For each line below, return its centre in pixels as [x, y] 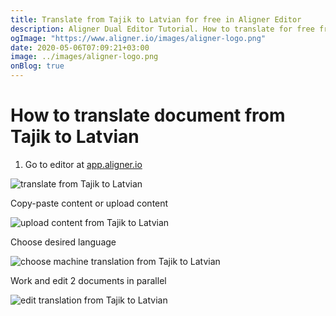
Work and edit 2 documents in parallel [88, 280]
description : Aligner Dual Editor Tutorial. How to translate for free [162, 29]
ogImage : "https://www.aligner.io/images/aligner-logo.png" [138, 38]
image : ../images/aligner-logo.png [84, 57]
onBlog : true [37, 66]
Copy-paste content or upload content [89, 203]
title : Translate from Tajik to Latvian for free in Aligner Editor [156, 19]
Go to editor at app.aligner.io [83, 164]
